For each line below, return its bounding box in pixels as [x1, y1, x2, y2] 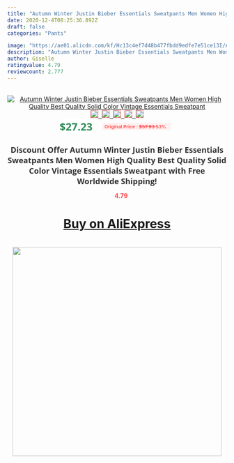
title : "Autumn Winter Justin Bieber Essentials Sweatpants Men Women [7, 10, 217, 17]
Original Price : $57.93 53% [104, 123, 167, 130]
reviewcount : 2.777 [7, 68, 64, 75]
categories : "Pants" [7, 29, 68, 37]
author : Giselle [7, 55, 54, 63]
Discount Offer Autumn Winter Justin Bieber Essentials [10, 144, 224, 155]
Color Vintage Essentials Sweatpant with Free [29, 165, 205, 176]
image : [7, 43, 26, 50]
